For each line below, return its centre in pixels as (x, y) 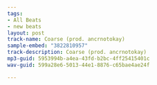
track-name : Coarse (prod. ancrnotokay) (66, 39)
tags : (15, 13)
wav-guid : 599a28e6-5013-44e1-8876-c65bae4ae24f (78, 65)
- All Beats (24, 20)
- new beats (24, 26)
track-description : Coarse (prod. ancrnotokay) (77, 53)
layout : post (26, 33)
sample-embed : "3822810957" (48, 46)
